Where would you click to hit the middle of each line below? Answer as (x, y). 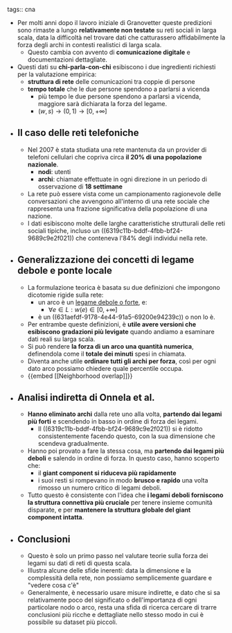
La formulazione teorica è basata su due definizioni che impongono (124, 287)
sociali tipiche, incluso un (64, 230)
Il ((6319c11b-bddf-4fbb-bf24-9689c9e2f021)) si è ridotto (120, 429)
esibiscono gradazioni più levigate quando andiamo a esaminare (121, 331)
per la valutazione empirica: (57, 74)
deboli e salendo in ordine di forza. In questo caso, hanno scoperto (123, 458)
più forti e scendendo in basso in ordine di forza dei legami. (113, 422)
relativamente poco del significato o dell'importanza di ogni (112, 600)
